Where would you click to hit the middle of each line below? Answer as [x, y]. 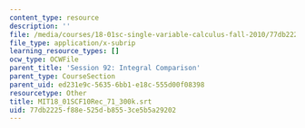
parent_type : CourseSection [63, 77]
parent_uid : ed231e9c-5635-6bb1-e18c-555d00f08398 [107, 85]
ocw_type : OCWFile [44, 59]
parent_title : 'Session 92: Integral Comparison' [105, 69]
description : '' [40, 26]
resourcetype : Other [49, 93]
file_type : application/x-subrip [73, 43]
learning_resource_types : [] [64, 51]
